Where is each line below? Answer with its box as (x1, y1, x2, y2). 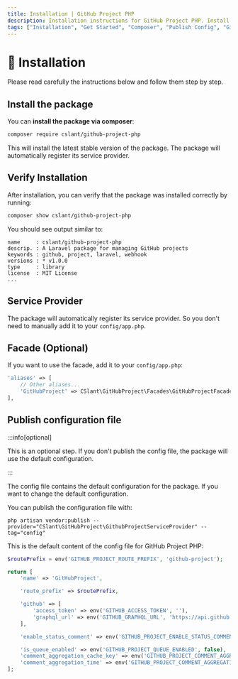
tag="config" (7, 529, 46, 536)
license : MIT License (7, 269, 78, 277)
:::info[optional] (7, 433, 52, 441)
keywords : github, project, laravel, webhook (7, 251, 147, 258)
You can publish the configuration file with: (7, 503, 132, 511)
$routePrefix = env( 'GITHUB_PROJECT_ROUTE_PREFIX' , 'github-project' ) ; (7, 555, 223, 563)
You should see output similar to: (7, 224, 103, 233)
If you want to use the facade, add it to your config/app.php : (7, 361, 183, 369)
